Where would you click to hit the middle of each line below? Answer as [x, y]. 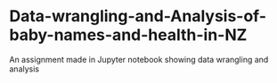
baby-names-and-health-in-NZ [128, 35]
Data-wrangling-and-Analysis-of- [138, 16]
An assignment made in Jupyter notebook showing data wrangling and [139, 59]
